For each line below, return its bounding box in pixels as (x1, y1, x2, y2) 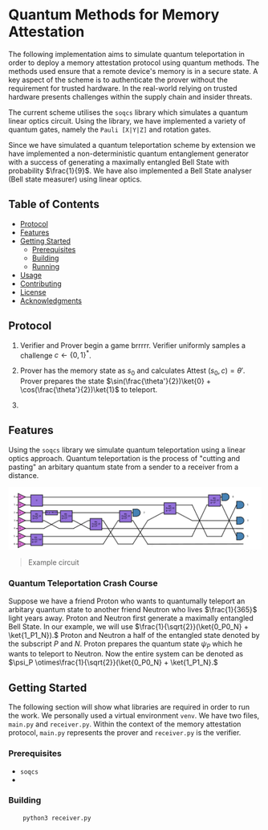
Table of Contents (8, 198, 100, 211)
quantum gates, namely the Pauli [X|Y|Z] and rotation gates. (8, 125, 211, 134)
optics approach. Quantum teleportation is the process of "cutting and (8, 453, 241, 463)
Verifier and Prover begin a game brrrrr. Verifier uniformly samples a (19, 340, 246, 350)
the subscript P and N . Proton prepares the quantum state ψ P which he (8, 639, 243, 650)
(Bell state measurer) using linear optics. (8, 174, 142, 184)
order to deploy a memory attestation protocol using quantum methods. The (8, 58, 260, 67)
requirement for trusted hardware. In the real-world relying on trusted (8, 83, 238, 93)
